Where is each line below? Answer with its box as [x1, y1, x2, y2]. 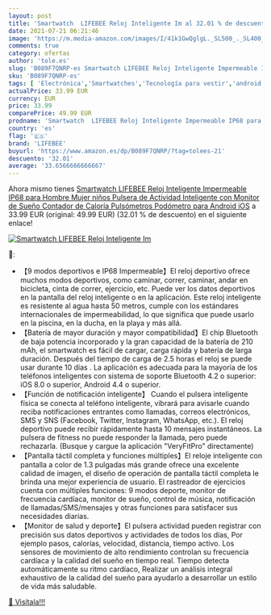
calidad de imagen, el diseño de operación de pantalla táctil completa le [19, 469, 260, 479]
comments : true [8, 42, 60, 50]
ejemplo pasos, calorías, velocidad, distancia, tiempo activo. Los [19, 538, 235, 549]
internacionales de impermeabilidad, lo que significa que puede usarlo [19, 310, 254, 320]
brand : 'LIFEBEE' [8, 139, 67, 148]
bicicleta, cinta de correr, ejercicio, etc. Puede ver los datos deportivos [19, 284, 256, 294]
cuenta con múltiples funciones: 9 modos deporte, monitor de [19, 486, 226, 496]
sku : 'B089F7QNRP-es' [8, 72, 81, 80]
